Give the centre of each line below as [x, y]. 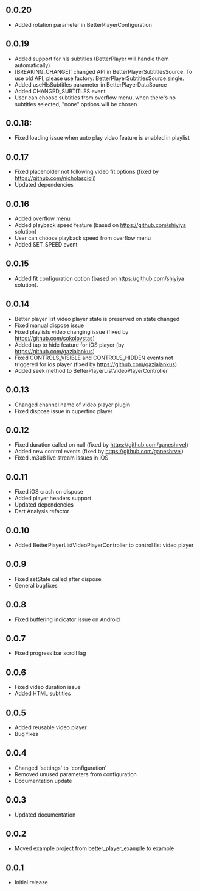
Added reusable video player [51, 727]
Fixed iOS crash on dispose [49, 492]
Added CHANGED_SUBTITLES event [60, 91]
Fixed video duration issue [47, 687]
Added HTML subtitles [43, 694]
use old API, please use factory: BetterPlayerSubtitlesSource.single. [99, 78]
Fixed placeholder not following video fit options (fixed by [87, 172]
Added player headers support [53, 498]
